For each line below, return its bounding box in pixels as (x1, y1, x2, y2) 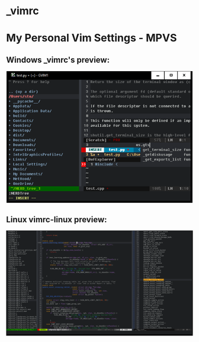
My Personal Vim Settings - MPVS (6, 31, 177, 45)
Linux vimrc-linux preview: (6, 215, 107, 225)
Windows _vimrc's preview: (6, 55, 110, 65)
